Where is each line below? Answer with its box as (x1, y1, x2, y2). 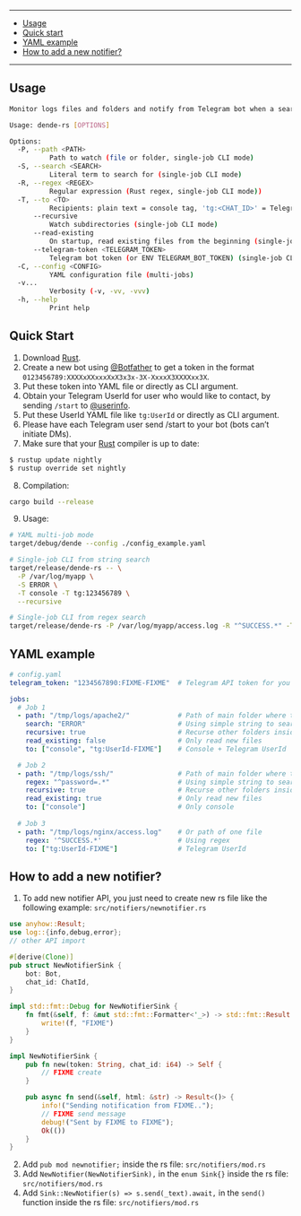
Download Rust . (21, 352, 82, 363)
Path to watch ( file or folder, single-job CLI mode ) (48, 153, 254, 162)
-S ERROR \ (17, 580, 58, 589)
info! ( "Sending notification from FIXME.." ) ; (41, 1101, 215, 1110)
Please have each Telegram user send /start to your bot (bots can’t (21, 419, 270, 430)
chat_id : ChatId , (25, 977, 90, 986)
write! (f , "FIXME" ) (41, 1019, 115, 1028)
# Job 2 (17, 760, 47, 769)
